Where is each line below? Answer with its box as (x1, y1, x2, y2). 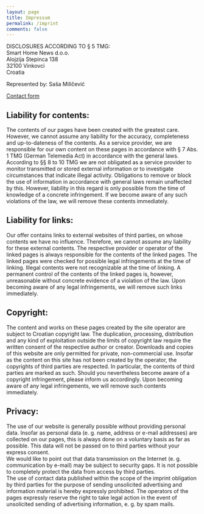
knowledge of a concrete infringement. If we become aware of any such (6, 191, 188, 198)
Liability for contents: (6, 110, 90, 120)
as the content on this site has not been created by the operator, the (6, 356, 177, 363)
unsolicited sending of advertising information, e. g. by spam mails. (6, 500, 175, 507)
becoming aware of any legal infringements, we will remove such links (6, 283, 183, 291)
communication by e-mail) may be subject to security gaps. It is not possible (6, 462, 198, 469)
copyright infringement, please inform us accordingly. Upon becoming (6, 375, 183, 383)
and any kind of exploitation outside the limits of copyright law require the (6, 336, 191, 344)
